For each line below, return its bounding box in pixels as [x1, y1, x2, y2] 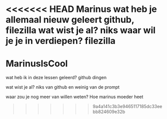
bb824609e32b [92, 109, 125, 115]
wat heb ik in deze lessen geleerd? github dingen [5, 75, 107, 81]
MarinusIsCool [5, 58, 68, 69]
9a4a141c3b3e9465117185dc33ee [92, 104, 162, 110]
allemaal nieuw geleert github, [5, 14, 134, 25]
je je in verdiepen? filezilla [5, 35, 115, 47]
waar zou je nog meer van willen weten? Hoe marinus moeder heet [5, 94, 143, 100]
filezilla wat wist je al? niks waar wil [5, 25, 156, 36]
